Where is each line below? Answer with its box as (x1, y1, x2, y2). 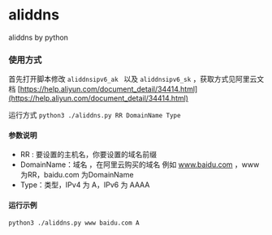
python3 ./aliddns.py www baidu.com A (8, 219, 140, 227)
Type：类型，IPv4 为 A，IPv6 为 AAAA (19, 180, 150, 190)
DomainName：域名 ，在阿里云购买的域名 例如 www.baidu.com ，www (19, 160, 260, 169)
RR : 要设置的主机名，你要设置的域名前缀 (19, 150, 157, 160)
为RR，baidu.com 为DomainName (19, 170, 134, 180)
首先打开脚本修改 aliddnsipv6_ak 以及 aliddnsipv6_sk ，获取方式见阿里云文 (8, 75, 265, 84)
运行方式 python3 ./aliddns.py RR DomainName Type (8, 110, 181, 120)
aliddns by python (8, 32, 69, 42)
